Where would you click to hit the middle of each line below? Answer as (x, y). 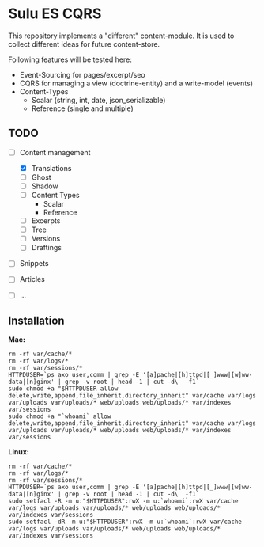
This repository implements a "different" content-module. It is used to (121, 36)
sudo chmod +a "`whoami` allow (60, 416)
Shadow (45, 186)
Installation (36, 320)
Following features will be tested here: (70, 59)
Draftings (46, 248)
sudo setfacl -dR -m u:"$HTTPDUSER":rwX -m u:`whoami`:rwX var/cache (125, 522)
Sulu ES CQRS (55, 14)
